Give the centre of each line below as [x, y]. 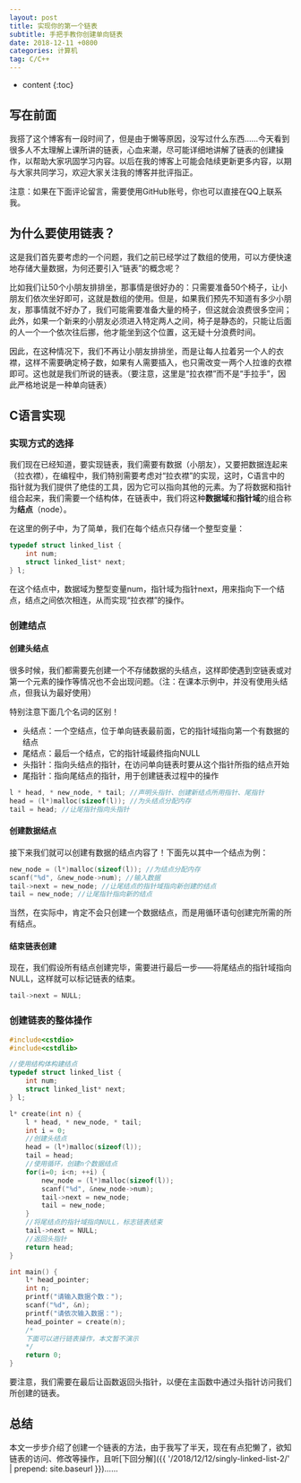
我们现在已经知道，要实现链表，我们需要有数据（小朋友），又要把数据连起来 [149, 465]
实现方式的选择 [42, 443]
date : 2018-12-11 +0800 [54, 43]
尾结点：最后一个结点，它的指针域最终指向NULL [111, 753]
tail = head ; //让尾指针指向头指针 [69, 809]
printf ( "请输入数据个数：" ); [74, 1297]
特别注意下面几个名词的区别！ [64, 711]
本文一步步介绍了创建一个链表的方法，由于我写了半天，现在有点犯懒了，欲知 [150, 1447]
